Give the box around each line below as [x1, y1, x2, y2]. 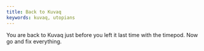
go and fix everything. [6, 38, 62, 45]
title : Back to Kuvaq [6, 8, 62, 15]
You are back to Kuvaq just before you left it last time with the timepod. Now [6, 31, 198, 38]
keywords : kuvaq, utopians [6, 15, 75, 21]
